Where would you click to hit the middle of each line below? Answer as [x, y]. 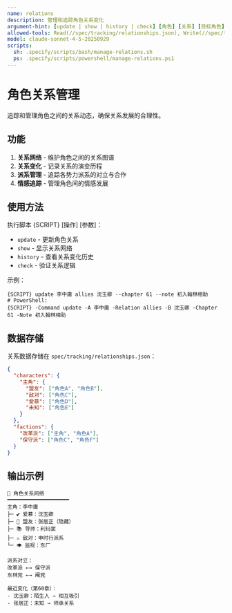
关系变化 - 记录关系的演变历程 [60, 166]
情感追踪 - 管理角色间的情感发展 [63, 183]
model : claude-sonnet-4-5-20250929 [58, 39]
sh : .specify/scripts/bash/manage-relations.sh [83, 53]
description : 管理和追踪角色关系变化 [56, 20]
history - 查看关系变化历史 [56, 257]
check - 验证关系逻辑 [46, 265]
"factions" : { [33, 427]
